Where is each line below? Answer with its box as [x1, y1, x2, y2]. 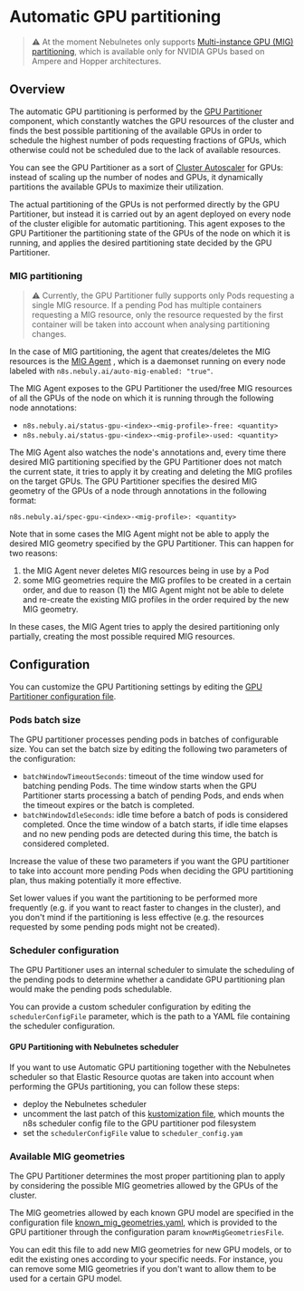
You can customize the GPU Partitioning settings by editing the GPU [9, 681, 262, 692]
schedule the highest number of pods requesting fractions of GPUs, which [9, 134, 287, 146]
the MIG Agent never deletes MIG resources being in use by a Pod [22, 565, 270, 576]
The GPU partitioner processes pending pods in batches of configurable [9, 734, 279, 745]
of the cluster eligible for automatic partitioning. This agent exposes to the [9, 217, 286, 228]
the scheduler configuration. [9, 1021, 116, 1032]
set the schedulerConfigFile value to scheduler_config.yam [22, 1127, 243, 1138]
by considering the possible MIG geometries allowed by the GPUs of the [9, 1180, 279, 1190]
